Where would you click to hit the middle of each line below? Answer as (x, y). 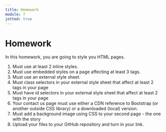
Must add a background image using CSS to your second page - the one (86, 114)
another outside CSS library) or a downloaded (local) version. (75, 109)
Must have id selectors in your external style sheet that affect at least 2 (85, 93)
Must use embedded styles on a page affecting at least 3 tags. (76, 72)
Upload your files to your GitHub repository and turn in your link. (78, 125)
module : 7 (15, 14)
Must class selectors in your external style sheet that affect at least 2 (83, 83)
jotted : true (19, 19)
